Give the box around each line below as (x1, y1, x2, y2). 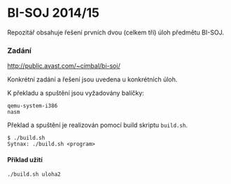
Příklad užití (7, 155, 43, 164)
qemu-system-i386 (7, 103, 58, 110)
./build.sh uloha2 (7, 171, 61, 178)
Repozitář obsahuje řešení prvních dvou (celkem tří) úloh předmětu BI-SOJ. (7, 28, 224, 37)
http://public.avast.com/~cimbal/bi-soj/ (7, 62, 120, 70)
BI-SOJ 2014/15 (7, 5, 100, 21)
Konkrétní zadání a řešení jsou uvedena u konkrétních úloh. (7, 75, 178, 84)
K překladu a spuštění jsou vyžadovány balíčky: (7, 89, 145, 98)
